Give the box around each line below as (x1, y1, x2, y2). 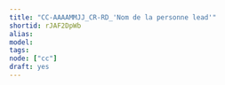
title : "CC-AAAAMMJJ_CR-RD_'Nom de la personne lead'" (9, 12, 217, 22)
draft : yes (9, 63, 50, 72)
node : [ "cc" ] (9, 54, 58, 63)
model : (9, 37, 34, 47)
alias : (9, 29, 34, 38)
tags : (9, 46, 29, 55)
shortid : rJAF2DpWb (9, 21, 82, 30)
